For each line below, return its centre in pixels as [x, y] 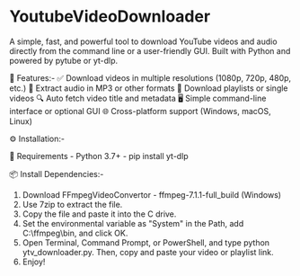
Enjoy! [34, 262]
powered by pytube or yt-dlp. [64, 60]
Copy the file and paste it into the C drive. [99, 214]
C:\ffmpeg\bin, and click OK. [75, 233]
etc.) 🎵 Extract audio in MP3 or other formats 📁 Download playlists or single [149, 88]
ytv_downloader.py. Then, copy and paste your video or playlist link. [148, 252]
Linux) [21, 121]
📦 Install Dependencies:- [57, 174]
